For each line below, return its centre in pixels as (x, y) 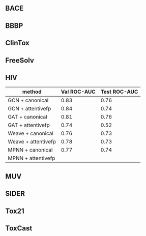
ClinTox (17, 43)
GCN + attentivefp (30, 109)
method (32, 92)
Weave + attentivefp (32, 142)
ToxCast (19, 228)
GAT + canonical (27, 117)
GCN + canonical (28, 100)
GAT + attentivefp (29, 125)
